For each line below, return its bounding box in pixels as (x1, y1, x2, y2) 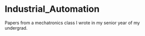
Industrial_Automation (4, 3, 99, 15)
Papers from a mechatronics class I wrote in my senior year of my (4, 20, 140, 26)
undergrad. (4, 25, 28, 31)
